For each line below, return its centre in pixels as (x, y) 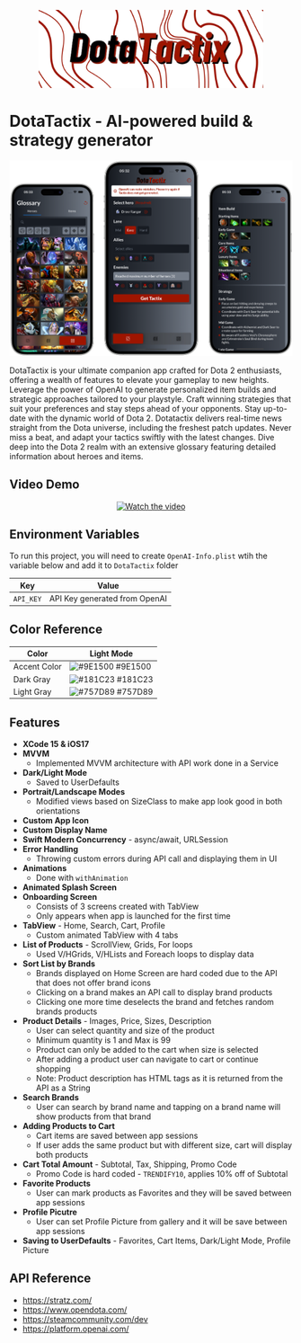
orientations (58, 811)
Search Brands (50, 1098)
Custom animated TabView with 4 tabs (107, 935)
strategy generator (81, 141)
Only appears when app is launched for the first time (133, 916)
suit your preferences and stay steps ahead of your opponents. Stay (136, 408)
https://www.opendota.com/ (75, 1310)
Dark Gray (32, 679)
